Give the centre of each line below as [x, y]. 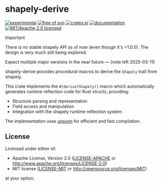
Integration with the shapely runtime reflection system [67, 112]
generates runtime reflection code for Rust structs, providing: [67, 91]
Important [15, 37]
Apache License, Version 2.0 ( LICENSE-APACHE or [64, 158]
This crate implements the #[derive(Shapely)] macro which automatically [80, 86]
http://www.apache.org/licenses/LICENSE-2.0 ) [60, 163]
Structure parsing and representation [50, 101]
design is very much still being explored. [46, 52]
